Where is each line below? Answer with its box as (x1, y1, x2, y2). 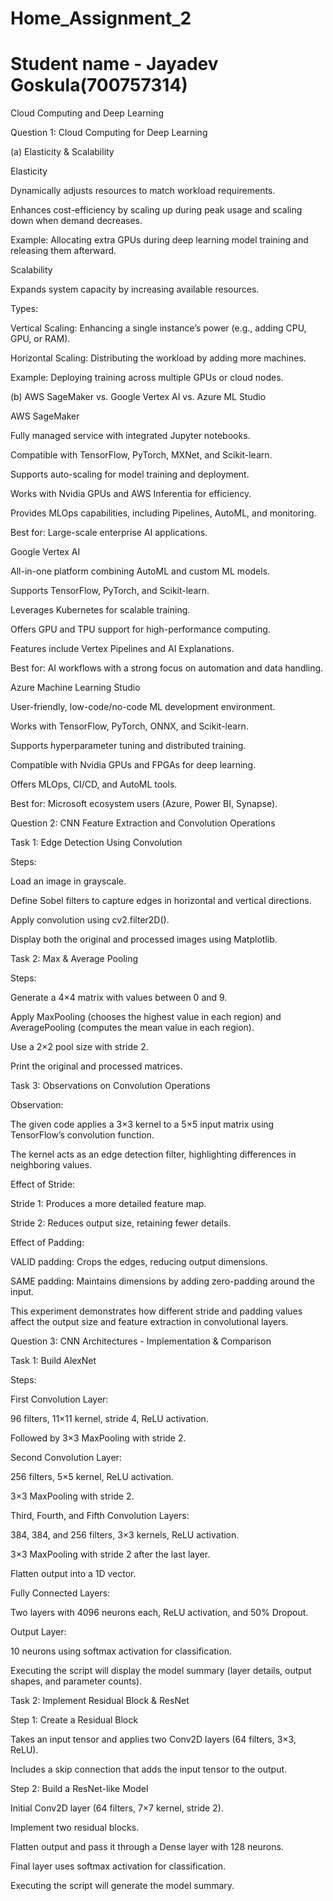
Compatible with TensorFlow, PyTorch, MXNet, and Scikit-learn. (10, 449, 273, 461)
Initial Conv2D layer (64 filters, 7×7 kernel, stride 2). (10, 1802, 224, 1814)
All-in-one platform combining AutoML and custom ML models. (10, 565, 271, 577)
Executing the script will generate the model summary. (10, 1880, 235, 1892)
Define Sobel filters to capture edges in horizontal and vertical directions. (10, 895, 312, 907)
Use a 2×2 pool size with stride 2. (10, 1041, 149, 1053)
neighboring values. (10, 1159, 93, 1171)
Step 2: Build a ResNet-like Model (10, 1783, 149, 1795)
